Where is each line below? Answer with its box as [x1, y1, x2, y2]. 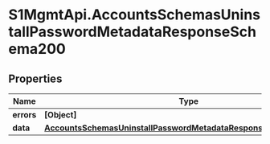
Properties [8, 72, 63, 85]
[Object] [43, 109, 77, 120]
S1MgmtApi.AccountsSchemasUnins [8, 6, 261, 24]
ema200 [8, 40, 66, 58]
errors [12, 109, 37, 120]
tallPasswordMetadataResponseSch [8, 23, 257, 41]
